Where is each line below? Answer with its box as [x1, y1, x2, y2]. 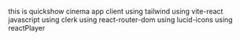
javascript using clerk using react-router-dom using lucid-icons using [8, 15, 234, 24]
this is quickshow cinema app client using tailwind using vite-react [8, 7, 223, 16]
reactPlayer [8, 24, 46, 32]
